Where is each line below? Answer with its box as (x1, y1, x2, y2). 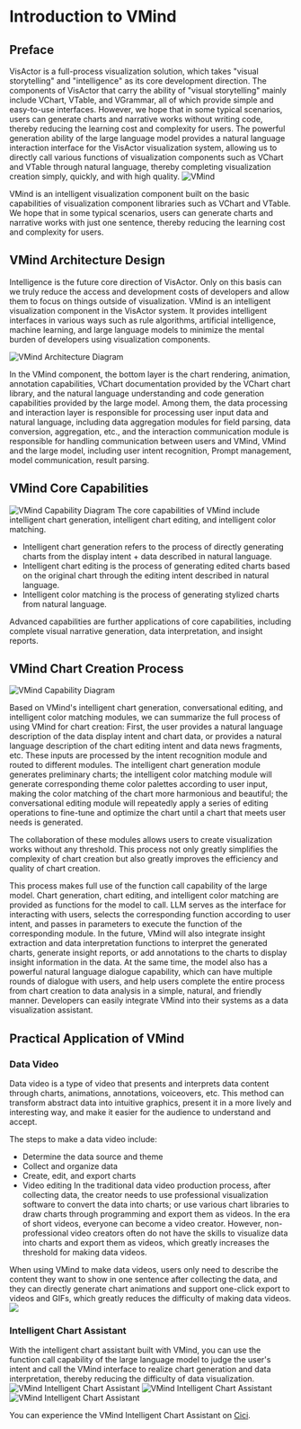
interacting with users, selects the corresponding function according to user (9, 909, 291, 920)
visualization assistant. (9, 1005, 93, 1015)
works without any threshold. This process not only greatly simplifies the (9, 844, 279, 855)
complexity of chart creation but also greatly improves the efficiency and (9, 853, 279, 864)
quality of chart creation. (9, 863, 101, 874)
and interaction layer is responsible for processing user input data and (9, 406, 270, 417)
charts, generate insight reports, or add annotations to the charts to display (9, 947, 288, 959)
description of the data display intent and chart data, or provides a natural (9, 731, 282, 742)
